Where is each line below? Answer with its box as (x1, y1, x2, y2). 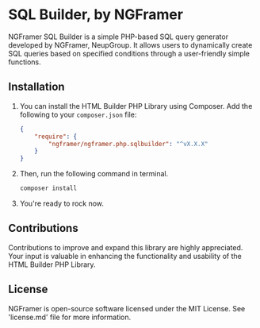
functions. (8, 57, 41, 67)
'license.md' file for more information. (8, 312, 132, 322)
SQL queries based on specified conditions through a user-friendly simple (8, 48, 250, 58)
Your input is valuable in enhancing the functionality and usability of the (8, 251, 242, 260)
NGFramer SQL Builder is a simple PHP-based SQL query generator (8, 32, 228, 41)
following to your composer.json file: (19, 110, 137, 119)
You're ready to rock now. (19, 199, 105, 208)
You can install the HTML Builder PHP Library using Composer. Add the (19, 101, 253, 110)
